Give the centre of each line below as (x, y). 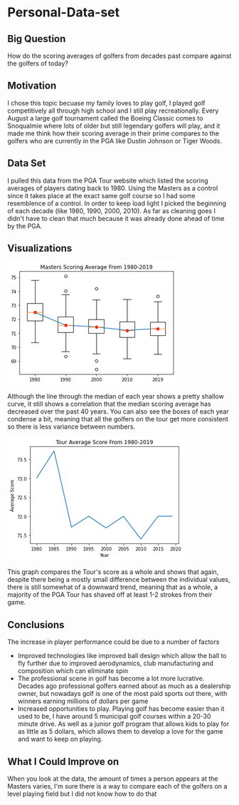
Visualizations (40, 248)
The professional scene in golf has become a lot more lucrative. (111, 679)
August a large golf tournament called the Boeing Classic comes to (105, 118)
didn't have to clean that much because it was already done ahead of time (116, 218)
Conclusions (36, 625)
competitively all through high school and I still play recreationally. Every (113, 111)
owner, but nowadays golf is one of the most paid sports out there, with (122, 694)
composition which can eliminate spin (73, 671)
